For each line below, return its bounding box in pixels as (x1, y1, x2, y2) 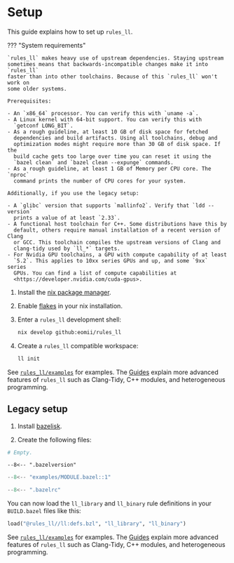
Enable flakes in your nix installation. (17, 301, 123, 310)
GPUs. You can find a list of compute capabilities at (13, 270, 177, 277)
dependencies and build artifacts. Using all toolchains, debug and (13, 134, 218, 141)
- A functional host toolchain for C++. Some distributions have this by (7, 220, 228, 227)
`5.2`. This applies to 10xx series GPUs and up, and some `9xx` (13, 257, 209, 264)
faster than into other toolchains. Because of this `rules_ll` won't (7, 73, 218, 80)
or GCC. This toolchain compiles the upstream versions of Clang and (13, 239, 221, 246)
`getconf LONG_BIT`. (13, 122, 74, 129)
